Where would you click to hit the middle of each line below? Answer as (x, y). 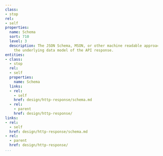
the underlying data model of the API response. (64, 50)
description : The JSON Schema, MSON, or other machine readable (76, 46)
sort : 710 (19, 37)
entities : (15, 55)
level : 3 (18, 41)
